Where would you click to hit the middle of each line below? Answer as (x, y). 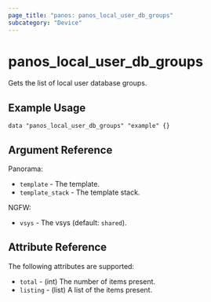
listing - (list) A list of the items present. (86, 289)
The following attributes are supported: (71, 266)
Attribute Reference (58, 247)
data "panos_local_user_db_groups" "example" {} (89, 126)
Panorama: (25, 169)
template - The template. (60, 184)
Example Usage (47, 108)
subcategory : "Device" (45, 23)
